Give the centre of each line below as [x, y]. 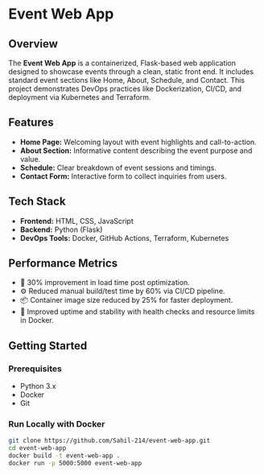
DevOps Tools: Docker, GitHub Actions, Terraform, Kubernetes [124, 237]
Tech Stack [37, 202]
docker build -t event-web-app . [64, 456]
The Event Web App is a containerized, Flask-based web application [122, 63]
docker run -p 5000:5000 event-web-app [75, 464]
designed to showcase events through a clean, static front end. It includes [131, 72]
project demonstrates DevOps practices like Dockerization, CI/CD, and [125, 89]
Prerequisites [35, 369]
